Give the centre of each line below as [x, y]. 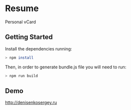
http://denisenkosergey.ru [31, 103]
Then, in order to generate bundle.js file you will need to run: [66, 67]
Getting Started [29, 37]
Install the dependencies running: [38, 48]
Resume [22, 8]
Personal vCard [21, 22]
